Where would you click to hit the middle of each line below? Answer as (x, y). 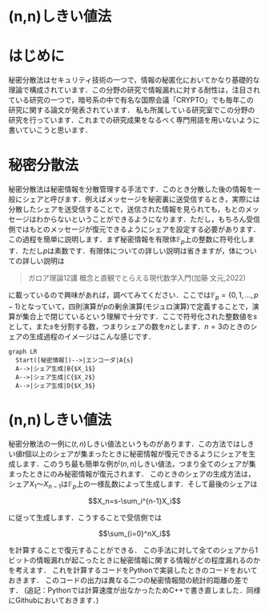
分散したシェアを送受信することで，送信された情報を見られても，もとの (127, 209)
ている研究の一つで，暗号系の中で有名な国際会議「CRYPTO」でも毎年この (131, 100)
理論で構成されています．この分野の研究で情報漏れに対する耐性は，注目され (134, 90)
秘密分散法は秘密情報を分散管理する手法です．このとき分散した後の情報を (131, 189)
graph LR (23, 351)
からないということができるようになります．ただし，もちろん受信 (151, 219)
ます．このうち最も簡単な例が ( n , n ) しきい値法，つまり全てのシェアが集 (139, 464)
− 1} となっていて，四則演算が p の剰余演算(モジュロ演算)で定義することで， (130, 306)
